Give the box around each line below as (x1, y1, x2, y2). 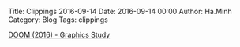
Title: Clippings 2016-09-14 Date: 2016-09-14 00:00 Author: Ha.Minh (8, 7, 233, 16)
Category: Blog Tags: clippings (8, 15, 108, 24)
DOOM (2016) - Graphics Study (8, 31, 111, 39)
